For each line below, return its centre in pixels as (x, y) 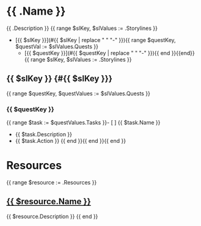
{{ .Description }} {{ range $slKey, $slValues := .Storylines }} (82, 28)
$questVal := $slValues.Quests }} (57, 46)
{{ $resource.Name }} (49, 202)
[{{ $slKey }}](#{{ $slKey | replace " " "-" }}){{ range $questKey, (95, 40)
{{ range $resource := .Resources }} (52, 182)
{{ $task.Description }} (43, 134)
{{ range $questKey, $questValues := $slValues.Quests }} (79, 93)
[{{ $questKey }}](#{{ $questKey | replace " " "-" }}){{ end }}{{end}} (110, 53)
